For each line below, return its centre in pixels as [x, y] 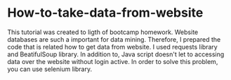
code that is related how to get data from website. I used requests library [112, 47]
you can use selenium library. [50, 69]
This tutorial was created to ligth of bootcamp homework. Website [103, 32]
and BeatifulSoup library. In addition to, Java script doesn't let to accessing [116, 54]
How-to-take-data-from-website [105, 13]
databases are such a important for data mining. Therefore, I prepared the [114, 39]
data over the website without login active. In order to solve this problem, [113, 61]
